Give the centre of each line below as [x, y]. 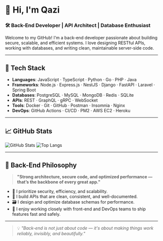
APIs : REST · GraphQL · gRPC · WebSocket [55, 100]
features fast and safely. [36, 214]
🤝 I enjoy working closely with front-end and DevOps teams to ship [79, 209]
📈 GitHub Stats [29, 131]
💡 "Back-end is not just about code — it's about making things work [85, 228]
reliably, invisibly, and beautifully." [51, 233]
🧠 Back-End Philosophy [41, 165]
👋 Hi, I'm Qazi [32, 10]
